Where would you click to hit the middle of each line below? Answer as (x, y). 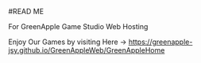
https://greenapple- (160, 42)
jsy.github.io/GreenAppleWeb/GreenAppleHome (87, 50)
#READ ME (26, 11)
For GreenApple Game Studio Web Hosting (78, 26)
